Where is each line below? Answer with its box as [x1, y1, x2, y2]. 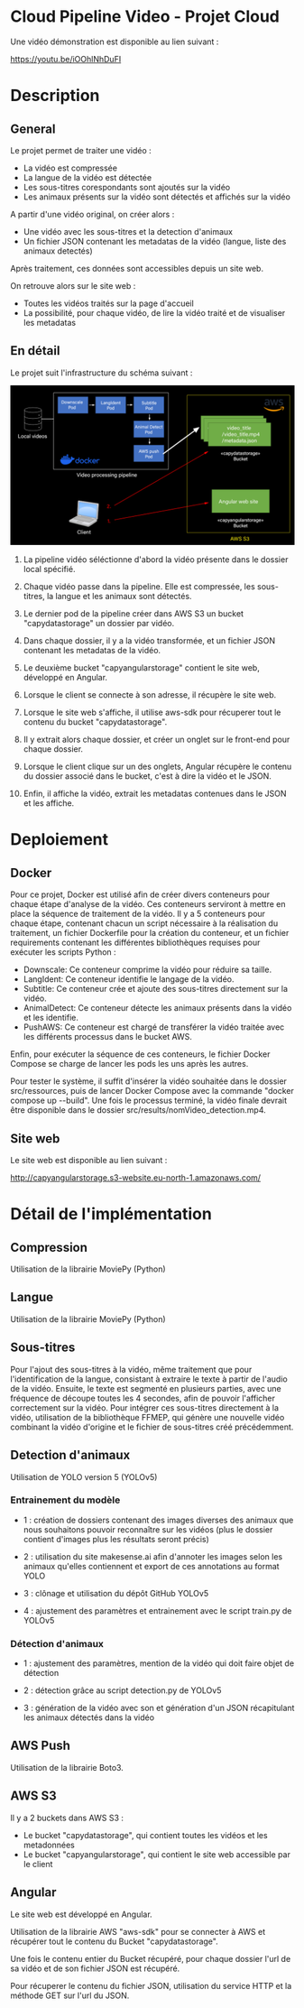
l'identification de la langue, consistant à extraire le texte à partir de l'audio [10, 1374, 288, 1384]
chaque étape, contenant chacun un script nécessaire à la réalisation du [10, 918, 279, 929]
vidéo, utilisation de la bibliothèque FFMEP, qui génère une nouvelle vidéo [10, 1411, 285, 1422]
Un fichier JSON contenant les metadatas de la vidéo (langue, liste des [23, 236, 287, 246]
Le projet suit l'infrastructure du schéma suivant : [10, 367, 193, 378]
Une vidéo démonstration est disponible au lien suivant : [10, 36, 219, 47]
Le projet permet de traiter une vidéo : [10, 144, 152, 155]
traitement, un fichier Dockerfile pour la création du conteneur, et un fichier [10, 928, 290, 939]
